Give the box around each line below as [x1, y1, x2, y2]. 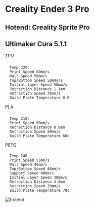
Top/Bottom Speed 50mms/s [9, 78, 63, 83]
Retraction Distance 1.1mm [9, 87, 65, 92]
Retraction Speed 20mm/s [9, 183, 61, 188]
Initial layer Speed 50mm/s [9, 82, 68, 87]
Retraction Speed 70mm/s [9, 91, 61, 96]
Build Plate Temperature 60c [9, 134, 70, 138]
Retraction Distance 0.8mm [9, 125, 65, 130]
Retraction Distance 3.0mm [9, 179, 65, 184]
